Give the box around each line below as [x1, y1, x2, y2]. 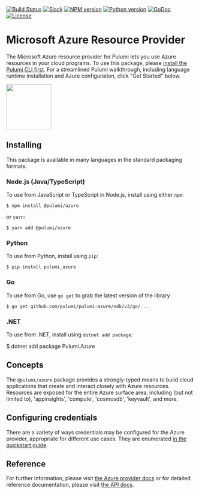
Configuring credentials [6, 413, 98, 423]
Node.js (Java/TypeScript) [6, 178, 85, 186]
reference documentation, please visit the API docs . [6, 481, 134, 489]
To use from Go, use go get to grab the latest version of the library [6, 292, 170, 299]
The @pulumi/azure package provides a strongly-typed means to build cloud [6, 376, 194, 383]
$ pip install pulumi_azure [6, 264, 77, 270]
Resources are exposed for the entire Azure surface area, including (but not [6, 389, 193, 396]
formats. [6, 162, 27, 170]
